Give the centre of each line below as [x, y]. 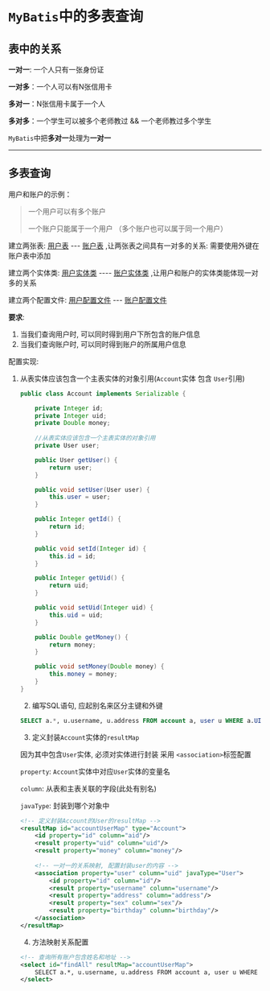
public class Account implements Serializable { [103, 394]
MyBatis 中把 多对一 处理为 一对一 [60, 138]
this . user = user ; [80, 497]
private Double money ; [73, 423]
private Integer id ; [69, 408]
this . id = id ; [73, 556]
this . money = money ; [84, 674]
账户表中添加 [29, 255]
